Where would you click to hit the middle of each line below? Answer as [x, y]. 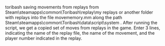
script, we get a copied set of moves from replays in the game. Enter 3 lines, [83, 28]
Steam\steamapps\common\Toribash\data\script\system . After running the [81, 23]
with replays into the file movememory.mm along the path [64, 17]
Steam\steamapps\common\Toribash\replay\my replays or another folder [79, 12]
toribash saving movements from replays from [52, 7]
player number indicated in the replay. [44, 38]
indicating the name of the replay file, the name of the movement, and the [80, 33]
